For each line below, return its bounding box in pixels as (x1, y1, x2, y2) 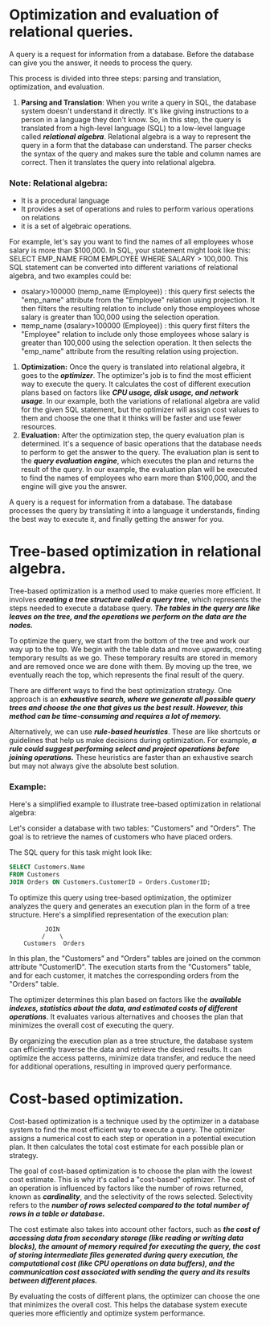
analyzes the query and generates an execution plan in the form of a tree (9, 901, 251, 911)
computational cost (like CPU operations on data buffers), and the (9, 1258, 235, 1268)
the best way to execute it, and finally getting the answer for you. (9, 515, 224, 524)
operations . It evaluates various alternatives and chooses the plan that (9, 1012, 243, 1022)
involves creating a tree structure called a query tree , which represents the (9, 595, 262, 605)
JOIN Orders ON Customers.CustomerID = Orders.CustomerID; (9, 878, 211, 886)
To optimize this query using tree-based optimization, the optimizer (9, 893, 232, 902)
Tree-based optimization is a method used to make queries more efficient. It (9, 586, 261, 596)
